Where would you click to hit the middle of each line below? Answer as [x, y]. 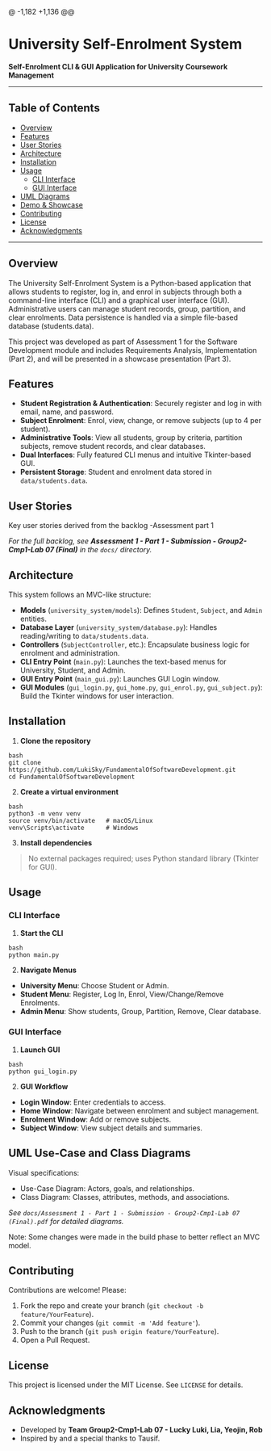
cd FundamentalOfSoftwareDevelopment [72, 777]
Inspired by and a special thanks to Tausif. [90, 1438]
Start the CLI [42, 933]
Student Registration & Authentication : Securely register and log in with [141, 404]
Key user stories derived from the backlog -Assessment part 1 [111, 526]
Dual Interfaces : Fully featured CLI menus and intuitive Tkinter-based [135, 455]
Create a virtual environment [69, 791]
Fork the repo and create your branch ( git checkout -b [112, 1306]
